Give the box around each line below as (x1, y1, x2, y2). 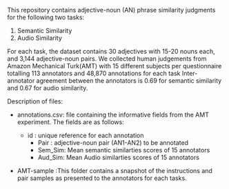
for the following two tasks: (7, 13, 85, 21)
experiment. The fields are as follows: (17, 118, 124, 126)
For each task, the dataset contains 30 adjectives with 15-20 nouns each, (7, 48, 215, 55)
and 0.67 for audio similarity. (7, 84, 88, 92)
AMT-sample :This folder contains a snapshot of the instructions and (17, 167, 212, 175)
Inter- (181, 69, 198, 77)
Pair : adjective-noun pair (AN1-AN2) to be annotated (37, 139, 188, 147)
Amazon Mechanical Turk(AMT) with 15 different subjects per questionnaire (7, 62, 222, 70)
